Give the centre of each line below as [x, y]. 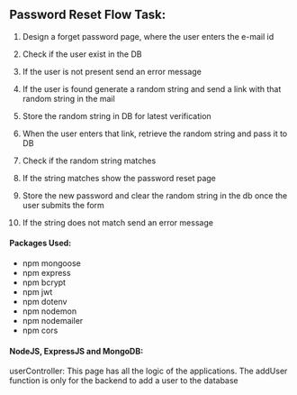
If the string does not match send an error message [118, 222]
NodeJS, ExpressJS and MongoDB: [76, 351]
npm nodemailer [53, 321]
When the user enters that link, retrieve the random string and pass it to [155, 133]
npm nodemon [49, 311]
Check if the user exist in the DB [82, 54]
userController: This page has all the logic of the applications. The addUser [148, 371]
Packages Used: [40, 243]
